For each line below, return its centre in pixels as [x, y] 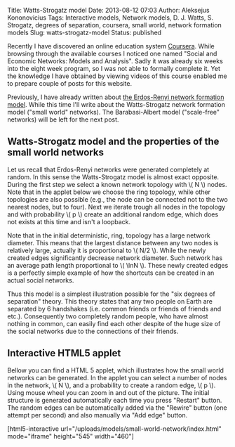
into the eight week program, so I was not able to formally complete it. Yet [114, 69]
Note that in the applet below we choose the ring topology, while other [109, 192]
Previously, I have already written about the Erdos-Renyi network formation [116, 97]
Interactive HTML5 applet [64, 353]
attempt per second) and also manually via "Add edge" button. [98, 415]
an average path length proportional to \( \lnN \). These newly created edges [118, 265]
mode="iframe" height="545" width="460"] [71, 436]
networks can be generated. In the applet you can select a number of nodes [117, 377]
